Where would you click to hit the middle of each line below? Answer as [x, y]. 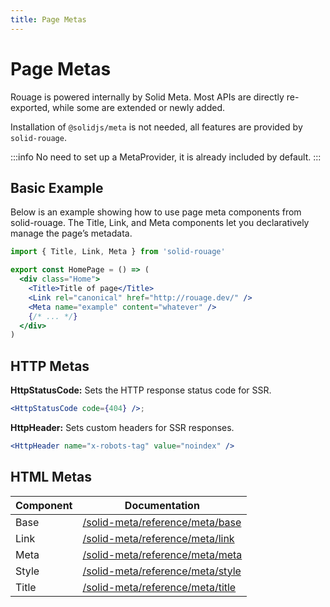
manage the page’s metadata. [71, 233]
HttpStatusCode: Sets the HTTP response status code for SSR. [141, 390]
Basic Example [57, 187]
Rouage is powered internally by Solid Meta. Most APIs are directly [147, 97]
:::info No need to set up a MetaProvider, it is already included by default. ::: [166, 157]
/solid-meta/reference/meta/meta [162, 554]
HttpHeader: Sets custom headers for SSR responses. [122, 427]
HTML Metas [51, 477]
